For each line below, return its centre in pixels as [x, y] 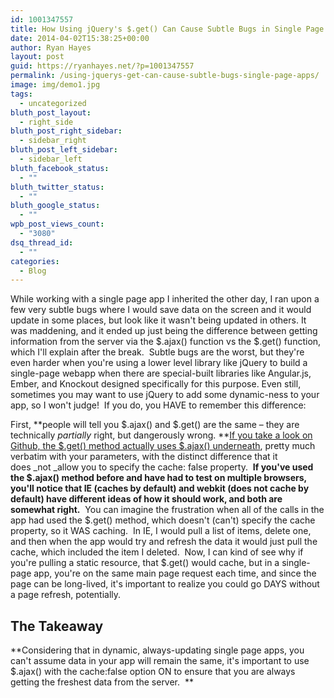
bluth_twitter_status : [57, 187]
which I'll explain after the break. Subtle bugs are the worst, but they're [157, 352]
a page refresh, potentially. [66, 595]
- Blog [33, 271]
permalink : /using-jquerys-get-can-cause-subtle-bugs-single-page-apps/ [165, 76]
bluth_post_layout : [51, 112]
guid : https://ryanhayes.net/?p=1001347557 [102, 66]
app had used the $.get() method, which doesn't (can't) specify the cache [163, 520]
